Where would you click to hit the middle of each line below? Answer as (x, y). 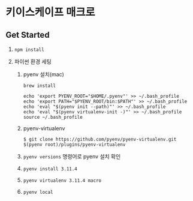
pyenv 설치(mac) (43, 74)
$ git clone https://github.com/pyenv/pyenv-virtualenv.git (100, 139)
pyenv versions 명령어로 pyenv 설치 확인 (72, 156)
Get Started (28, 34)
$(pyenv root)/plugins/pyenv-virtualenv (74, 145)
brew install (40, 86)
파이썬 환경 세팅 (33, 61)
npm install (29, 50)
